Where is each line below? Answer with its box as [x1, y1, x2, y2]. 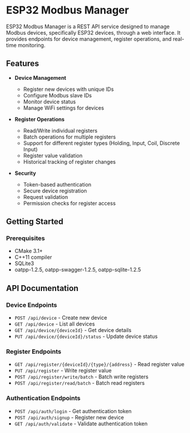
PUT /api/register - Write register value [14, 367, 112, 374]
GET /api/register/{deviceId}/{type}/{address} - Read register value [14, 361, 185, 368]
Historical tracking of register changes [23, 158, 116, 165]
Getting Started [6, 216, 64, 226]
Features [6, 59, 39, 69]
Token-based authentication [23, 181, 92, 188]
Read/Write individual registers [23, 127, 98, 134]
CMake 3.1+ [14, 248, 43, 255]
